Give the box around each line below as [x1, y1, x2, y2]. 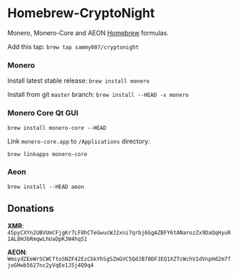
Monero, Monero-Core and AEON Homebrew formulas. [7, 29, 169, 37]
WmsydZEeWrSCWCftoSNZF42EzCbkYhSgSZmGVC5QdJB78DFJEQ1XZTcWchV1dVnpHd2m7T [7, 255, 232, 262]
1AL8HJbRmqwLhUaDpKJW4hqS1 [7, 235, 88, 242]
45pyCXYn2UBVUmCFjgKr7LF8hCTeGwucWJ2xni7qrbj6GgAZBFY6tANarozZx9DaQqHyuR [7, 229, 232, 236]
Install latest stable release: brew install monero [7, 76, 150, 85]
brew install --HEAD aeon [7, 183, 84, 190]
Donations [7, 203, 55, 215]
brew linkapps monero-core [7, 150, 88, 158]
